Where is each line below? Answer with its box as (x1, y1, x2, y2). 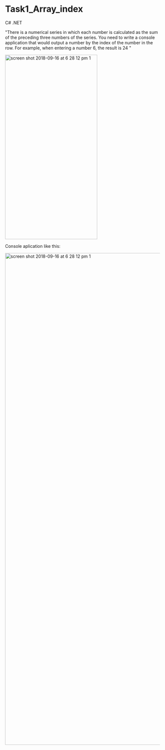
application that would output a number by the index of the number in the (5, 39, 153, 45)
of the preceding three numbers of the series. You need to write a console (5, 34, 155, 40)
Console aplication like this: (5, 243, 60, 249)
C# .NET (5, 20, 23, 26)
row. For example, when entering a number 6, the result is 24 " (5, 45, 132, 51)
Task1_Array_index (5, 3, 83, 15)
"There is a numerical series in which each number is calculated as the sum (5, 29, 158, 35)
